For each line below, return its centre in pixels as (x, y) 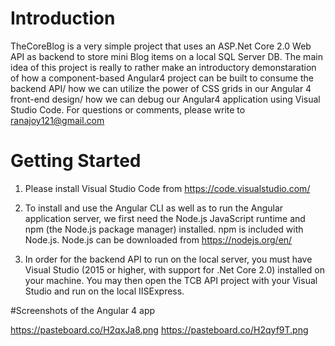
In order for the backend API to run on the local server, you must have (168, 259)
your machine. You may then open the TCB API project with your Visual (171, 280)
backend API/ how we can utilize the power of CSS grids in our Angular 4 (161, 88)
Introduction (63, 18)
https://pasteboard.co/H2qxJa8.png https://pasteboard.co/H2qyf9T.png (159, 329)
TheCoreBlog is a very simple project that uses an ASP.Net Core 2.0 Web (161, 46)
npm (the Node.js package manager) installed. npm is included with (164, 229)
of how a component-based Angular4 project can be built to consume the (162, 78)
